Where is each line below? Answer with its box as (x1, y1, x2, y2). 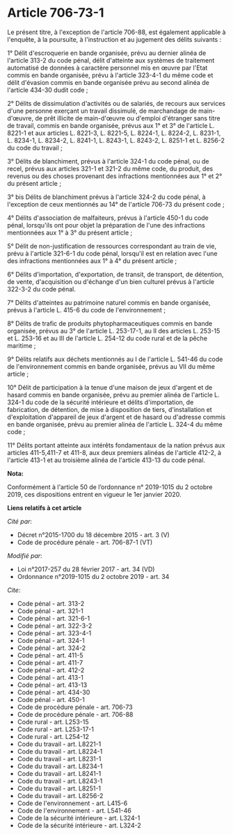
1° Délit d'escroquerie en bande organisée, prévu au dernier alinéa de (7, 49, 207, 57)
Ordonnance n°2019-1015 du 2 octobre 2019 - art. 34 (17, 572, 170, 580)
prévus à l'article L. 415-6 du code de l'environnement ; (7, 305, 166, 314)
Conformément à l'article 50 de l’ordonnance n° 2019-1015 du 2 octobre (7, 482, 213, 491)
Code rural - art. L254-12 (17, 732, 89, 740)
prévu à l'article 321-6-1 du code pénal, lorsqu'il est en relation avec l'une (7, 249, 218, 257)
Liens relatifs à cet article (7, 503, 82, 512)
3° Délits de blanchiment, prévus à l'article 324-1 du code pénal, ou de (7, 157, 209, 165)
